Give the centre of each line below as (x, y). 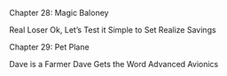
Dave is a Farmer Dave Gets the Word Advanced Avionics (114, 64)
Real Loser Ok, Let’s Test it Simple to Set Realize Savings (113, 30)
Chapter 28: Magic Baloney (59, 13)
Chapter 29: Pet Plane (50, 47)
